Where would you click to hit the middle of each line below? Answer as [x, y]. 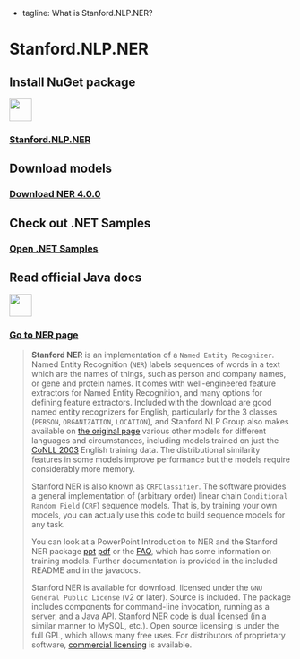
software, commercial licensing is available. [111, 645]
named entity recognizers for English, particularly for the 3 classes [154, 412]
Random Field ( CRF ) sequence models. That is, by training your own [154, 505]
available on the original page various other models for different [149, 431]
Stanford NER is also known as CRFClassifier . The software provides [159, 486]
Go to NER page [44, 335]
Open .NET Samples [54, 248]
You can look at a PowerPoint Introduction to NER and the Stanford [154, 542]
